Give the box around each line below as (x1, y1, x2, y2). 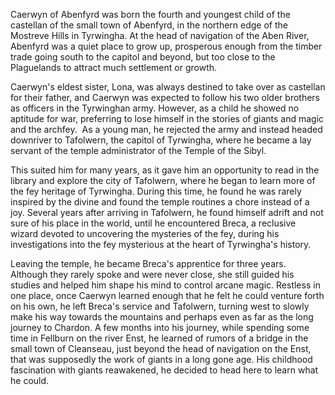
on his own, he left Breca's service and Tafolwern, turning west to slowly (10, 300, 310, 312)
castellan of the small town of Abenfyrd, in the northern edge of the (10, 19, 288, 31)
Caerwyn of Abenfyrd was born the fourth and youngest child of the (10, 9, 291, 20)
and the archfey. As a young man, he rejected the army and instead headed (10, 124, 323, 135)
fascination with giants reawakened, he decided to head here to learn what (10, 364, 319, 376)
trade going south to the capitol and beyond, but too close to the (10, 51, 276, 63)
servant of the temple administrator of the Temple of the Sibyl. (10, 145, 267, 156)
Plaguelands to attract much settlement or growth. (10, 62, 218, 73)
